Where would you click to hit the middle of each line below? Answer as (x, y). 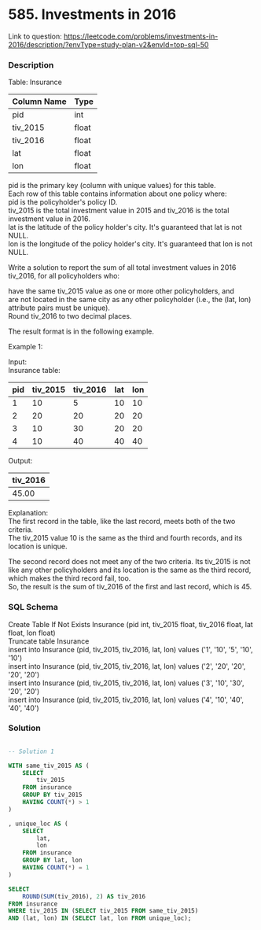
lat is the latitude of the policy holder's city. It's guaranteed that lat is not (125, 227)
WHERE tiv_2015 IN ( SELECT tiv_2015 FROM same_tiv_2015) (103, 911)
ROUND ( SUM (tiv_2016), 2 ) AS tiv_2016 (84, 896)
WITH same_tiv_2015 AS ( (49, 766)
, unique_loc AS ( (38, 824)
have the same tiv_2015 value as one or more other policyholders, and (121, 291)
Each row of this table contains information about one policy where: (118, 194)
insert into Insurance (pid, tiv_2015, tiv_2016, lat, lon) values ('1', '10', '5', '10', (130, 649)
